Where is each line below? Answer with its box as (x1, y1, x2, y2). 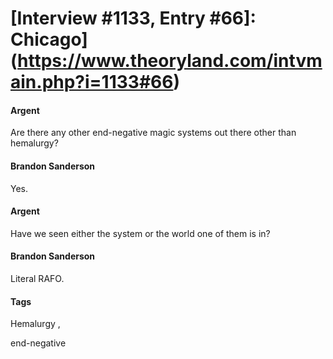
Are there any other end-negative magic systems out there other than (10, 127, 297, 139)
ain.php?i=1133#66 (10, 71, 174, 94)
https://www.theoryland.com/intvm (17, 50, 323, 72)
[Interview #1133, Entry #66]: (10, 7, 257, 30)
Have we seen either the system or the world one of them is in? (10, 227, 271, 239)
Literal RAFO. (10, 273, 65, 284)
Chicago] (10, 28, 88, 51)
